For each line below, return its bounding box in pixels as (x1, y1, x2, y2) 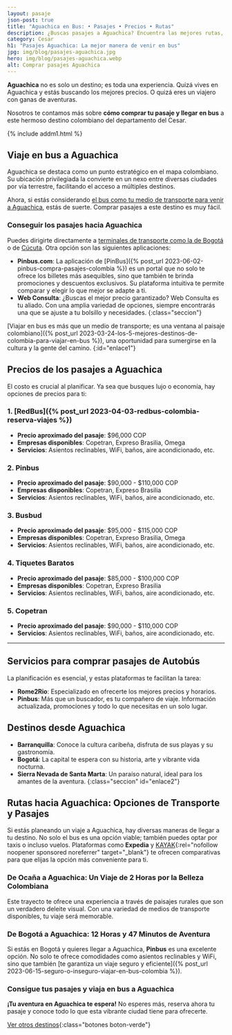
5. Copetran (7, 606, 48, 615)
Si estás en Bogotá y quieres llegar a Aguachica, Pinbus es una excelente (7, 945, 217, 953)
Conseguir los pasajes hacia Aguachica (7, 221, 143, 230)
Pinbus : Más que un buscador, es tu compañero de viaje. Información (17, 694, 216, 702)
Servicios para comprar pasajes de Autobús (7, 655, 200, 667)
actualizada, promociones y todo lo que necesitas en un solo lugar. (17, 702, 208, 710)
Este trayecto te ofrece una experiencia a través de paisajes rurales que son (7, 897, 224, 906)
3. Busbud (7, 511, 43, 521)
